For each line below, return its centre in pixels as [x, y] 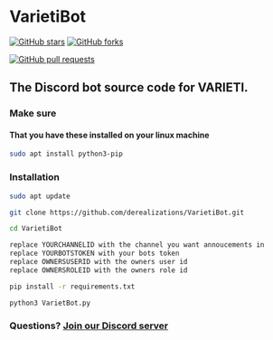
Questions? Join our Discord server [89, 326]
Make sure [33, 113]
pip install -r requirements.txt [72, 287]
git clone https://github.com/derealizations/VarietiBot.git [127, 212]
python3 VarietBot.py [50, 303]
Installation [35, 177]
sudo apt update [40, 196]
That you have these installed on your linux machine [109, 135]
